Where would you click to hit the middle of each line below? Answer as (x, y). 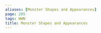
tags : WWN (15, 18)
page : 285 (15, 14)
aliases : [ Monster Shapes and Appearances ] (51, 9)
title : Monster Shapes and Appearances (47, 23)
